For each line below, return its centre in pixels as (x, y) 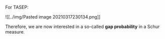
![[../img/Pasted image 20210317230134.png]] (53, 17)
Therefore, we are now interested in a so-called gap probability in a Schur (82, 26)
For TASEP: (17, 7)
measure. (15, 32)
